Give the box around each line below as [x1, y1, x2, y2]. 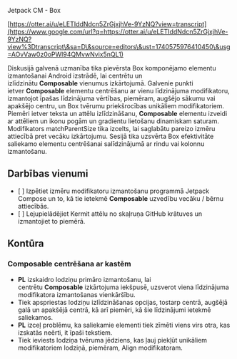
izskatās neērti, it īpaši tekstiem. [17, 328, 113, 337]
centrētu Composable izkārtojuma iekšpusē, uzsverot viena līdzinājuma [17, 283, 230, 291]
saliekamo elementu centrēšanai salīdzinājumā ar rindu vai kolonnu [7, 140, 205, 148]
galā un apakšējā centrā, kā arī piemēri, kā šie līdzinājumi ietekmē [17, 306, 211, 314]
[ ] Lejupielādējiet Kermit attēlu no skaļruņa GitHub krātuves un [17, 209, 202, 218]
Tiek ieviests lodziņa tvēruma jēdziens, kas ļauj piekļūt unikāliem [17, 335, 208, 344]
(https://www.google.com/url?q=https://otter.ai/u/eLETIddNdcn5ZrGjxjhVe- [7, 28, 228, 36]
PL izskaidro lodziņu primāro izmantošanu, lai [17, 275, 151, 283]
